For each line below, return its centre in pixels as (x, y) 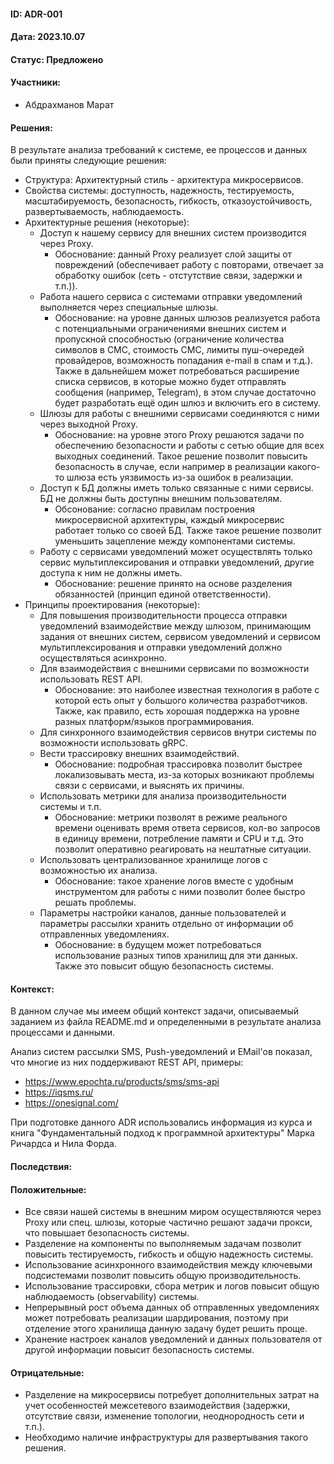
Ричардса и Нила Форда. (63, 1144)
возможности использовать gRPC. (113, 743)
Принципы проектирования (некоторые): (112, 605)
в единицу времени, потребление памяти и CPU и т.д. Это (179, 839)
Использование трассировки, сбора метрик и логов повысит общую (172, 1286)
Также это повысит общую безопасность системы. (164, 966)
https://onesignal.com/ (71, 1103)
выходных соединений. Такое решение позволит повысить (181, 456)
